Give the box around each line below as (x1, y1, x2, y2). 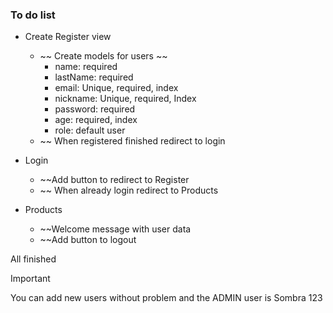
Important (10, 273, 51, 285)
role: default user (54, 124, 126, 137)
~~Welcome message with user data (39, 223, 192, 235)
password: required (54, 103, 136, 115)
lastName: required (54, 71, 134, 83)
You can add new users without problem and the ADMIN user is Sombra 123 (10, 292, 323, 304)
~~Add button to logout (39, 234, 137, 246)
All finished (10, 253, 57, 265)
